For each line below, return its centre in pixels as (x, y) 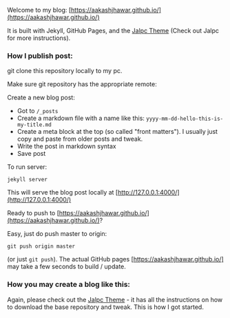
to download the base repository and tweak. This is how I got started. (106, 307)
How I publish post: (40, 56)
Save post (31, 154)
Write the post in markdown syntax (66, 146)
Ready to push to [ (33, 213)
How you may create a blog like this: (69, 284)
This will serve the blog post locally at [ (63, 192)
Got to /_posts (38, 111)
